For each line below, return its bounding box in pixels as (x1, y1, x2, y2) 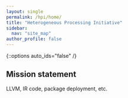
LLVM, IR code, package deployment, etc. (6, 85, 108, 92)
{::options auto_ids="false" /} (6, 53, 77, 59)
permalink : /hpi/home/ (6, 14, 62, 20)
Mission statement (6, 69, 77, 80)
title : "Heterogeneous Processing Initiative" (6, 19, 123, 25)
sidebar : (6, 25, 28, 31)
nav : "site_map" (11, 31, 51, 37)
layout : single (6, 8, 44, 15)
